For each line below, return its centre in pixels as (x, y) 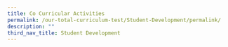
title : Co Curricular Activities (56, 13)
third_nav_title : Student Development (64, 33)
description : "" (31, 26)
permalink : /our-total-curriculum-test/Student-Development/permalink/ (114, 20)
